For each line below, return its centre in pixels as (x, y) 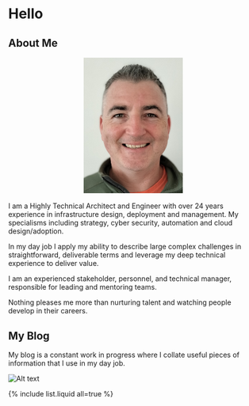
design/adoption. (36, 231)
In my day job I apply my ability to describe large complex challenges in (125, 247)
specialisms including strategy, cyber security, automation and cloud (120, 223)
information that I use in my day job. (67, 363)
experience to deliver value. (54, 264)
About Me (33, 43)
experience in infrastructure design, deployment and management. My (124, 214)
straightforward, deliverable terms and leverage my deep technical (117, 255)
